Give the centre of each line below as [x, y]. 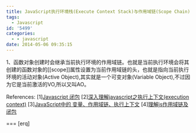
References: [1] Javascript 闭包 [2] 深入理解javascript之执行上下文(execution [98, 97]
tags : [13, 17]
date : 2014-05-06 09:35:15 [39, 45]
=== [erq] [18, 123]
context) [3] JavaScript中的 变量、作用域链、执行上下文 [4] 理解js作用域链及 [97, 104]
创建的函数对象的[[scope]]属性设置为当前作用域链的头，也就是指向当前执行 [97, 69]
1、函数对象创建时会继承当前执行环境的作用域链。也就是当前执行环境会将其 [98, 62]
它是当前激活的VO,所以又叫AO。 [50, 84]
